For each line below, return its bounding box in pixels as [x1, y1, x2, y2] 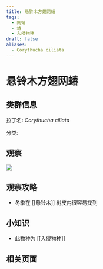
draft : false [6, 36, 38, 42]
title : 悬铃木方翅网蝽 [6, 8, 56, 15]
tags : [6, 14, 19, 20]
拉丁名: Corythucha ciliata [6, 116, 69, 124]
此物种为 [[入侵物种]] [14, 235, 66, 242]
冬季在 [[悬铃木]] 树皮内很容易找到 [14, 199, 98, 206]
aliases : [6, 42, 28, 48]
